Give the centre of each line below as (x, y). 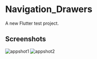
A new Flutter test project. (32, 23)
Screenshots (26, 39)
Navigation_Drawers (49, 9)
